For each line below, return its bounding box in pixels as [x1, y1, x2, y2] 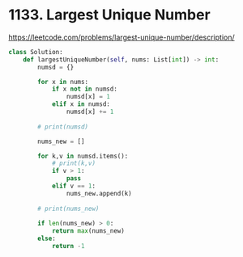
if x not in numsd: [51, 85, 117, 94]
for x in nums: [37, 78, 89, 86]
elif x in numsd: [51, 100, 111, 108]
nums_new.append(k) [66, 189, 132, 197]
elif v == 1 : [51, 182, 96, 191]
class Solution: [8, 48, 63, 56]
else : [37, 234, 57, 243]
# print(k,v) [51, 159, 96, 167]
